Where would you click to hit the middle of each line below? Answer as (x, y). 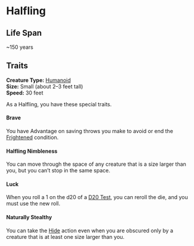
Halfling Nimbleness (32, 151)
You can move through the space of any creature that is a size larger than (96, 164)
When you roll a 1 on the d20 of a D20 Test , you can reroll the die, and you (97, 197)
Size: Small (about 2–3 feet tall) (45, 86)
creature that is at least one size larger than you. (65, 236)
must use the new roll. (33, 204)
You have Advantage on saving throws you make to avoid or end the (90, 131)
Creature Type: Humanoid (39, 80)
